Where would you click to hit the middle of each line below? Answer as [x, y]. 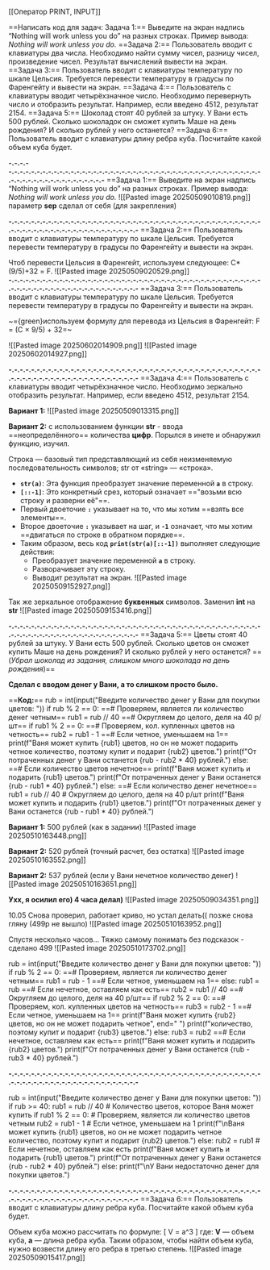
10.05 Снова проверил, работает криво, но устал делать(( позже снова [131, 915]
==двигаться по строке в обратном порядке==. [102, 535]
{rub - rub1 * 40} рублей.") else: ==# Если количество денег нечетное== [133, 786]
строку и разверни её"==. [65, 500]
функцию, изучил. [39, 443]
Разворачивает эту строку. [79, 569]
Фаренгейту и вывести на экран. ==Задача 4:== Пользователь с [120, 87]
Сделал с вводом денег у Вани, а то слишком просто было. [113, 684]
